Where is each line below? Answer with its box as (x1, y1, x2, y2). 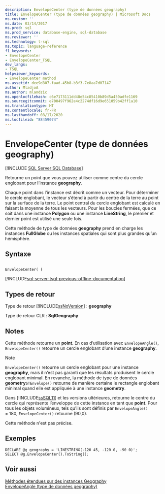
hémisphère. (5, 235, 31, 241)
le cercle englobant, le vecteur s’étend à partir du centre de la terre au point (5, 195, 159, 200)
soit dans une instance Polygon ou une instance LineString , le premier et (5, 210, 154, 216)
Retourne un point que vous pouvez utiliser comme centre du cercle (5, 174, 143, 180)
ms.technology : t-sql (5, 39, 50, 44)
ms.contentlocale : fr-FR (5, 108, 56, 113)
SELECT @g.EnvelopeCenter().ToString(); (5, 452, 90, 457)
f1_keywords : (5, 48, 32, 53)
